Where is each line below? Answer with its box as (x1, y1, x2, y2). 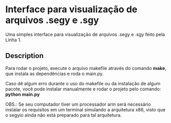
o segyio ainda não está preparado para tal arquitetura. (5, 112, 122, 118)
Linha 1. (5, 37, 22, 43)
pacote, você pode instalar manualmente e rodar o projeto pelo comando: (5, 86, 161, 92)
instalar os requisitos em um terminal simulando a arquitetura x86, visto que (5, 106, 166, 113)
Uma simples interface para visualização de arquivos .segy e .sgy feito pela (5, 31, 165, 37)
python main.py (5, 91, 40, 97)
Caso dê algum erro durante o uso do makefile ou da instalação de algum (5, 80, 161, 86)
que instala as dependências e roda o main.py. (5, 70, 104, 77)
